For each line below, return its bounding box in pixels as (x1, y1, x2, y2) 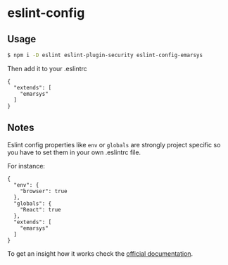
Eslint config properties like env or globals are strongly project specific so (7, 140, 221, 149)
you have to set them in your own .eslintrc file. (7, 148, 141, 156)
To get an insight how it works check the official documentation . (7, 249, 194, 258)
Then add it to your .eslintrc (7, 64, 88, 73)
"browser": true (20, 187, 68, 195)
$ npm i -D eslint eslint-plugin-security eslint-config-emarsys (7, 51, 203, 58)
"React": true (20, 206, 61, 213)
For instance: (7, 161, 46, 170)
